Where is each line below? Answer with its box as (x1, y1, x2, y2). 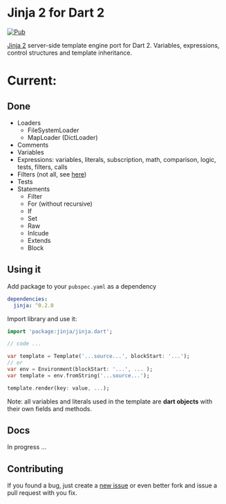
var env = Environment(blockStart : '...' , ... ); (7, 366, 153, 372)
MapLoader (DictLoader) (27, 133, 98, 141)
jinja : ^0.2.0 (13, 302, 54, 309)
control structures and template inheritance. (7, 48, 133, 57)
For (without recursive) (27, 199, 93, 208)
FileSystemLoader (27, 126, 79, 134)
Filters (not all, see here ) (17, 170, 87, 178)
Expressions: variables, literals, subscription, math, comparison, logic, (17, 155, 216, 163)
